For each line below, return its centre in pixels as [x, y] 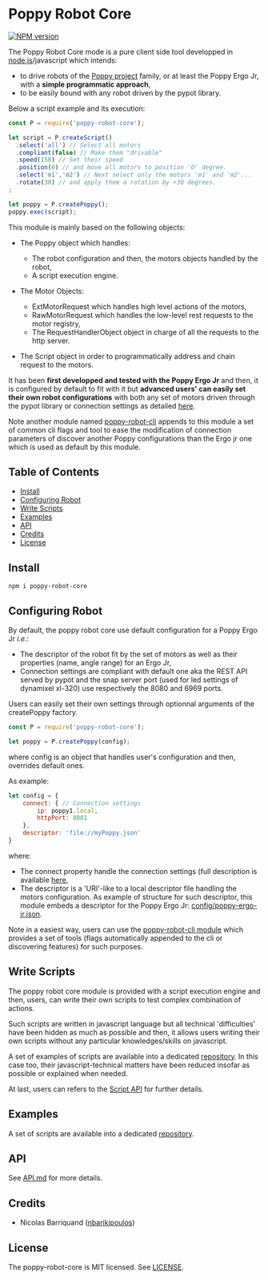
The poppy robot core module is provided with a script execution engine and [134, 991]
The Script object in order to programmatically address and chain [127, 356]
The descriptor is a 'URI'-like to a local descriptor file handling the [128, 888]
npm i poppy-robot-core [48, 587]
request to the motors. [56, 364]
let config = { [34, 795]
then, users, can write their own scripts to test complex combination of [125, 999]
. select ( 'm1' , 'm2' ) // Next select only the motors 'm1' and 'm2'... [134, 175]
